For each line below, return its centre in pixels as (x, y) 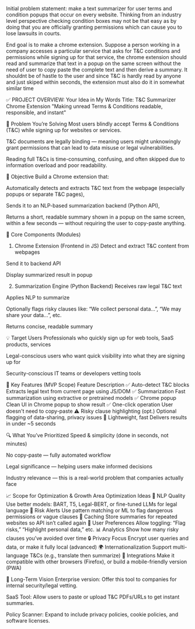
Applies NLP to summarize (38, 297)
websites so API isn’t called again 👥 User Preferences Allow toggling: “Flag (96, 523)
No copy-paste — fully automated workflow (59, 455)
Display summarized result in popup (49, 275)
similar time (20, 88)
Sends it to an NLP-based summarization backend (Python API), (83, 205)
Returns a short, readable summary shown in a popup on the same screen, (96, 217)
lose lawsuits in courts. (34, 33)
